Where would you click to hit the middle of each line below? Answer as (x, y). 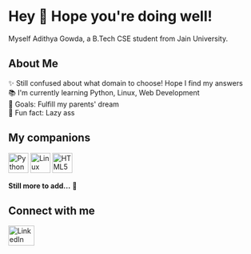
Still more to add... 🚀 (43, 185)
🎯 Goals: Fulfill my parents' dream (64, 104)
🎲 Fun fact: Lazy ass (42, 112)
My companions (49, 138)
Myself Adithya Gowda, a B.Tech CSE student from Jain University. (118, 38)
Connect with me (52, 210)
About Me (33, 64)
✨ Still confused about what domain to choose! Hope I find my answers (126, 83)
